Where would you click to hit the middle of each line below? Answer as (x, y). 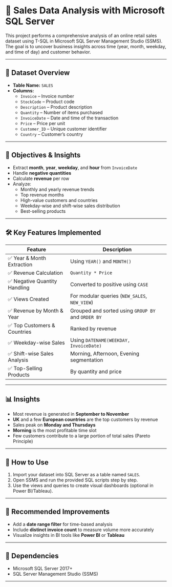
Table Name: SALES (33, 85)
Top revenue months (42, 195)
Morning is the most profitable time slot (55, 431)
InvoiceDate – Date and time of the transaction (69, 118)
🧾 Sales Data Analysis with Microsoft (85, 11)
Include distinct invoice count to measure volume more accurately (83, 530)
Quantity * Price (91, 273)
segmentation (87, 360)
